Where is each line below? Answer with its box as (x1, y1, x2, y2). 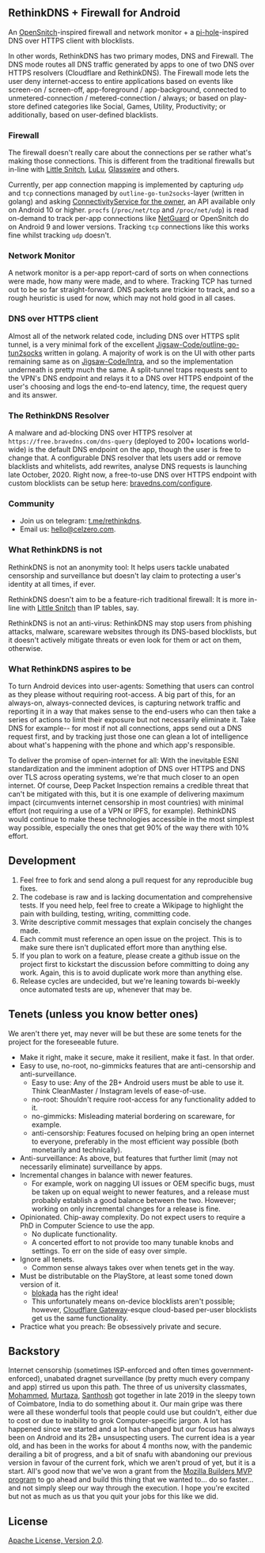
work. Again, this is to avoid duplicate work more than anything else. (19, 968, 243, 977)
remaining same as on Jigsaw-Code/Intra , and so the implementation (8, 356, 233, 366)
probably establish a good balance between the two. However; (31, 1195, 237, 1205)
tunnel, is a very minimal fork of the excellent (8, 340, 155, 349)
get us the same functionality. (31, 1313, 129, 1323)
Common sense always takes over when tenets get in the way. (31, 1262, 235, 1272)
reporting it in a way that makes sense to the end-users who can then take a (8, 706, 257, 716)
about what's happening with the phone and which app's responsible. (8, 740, 236, 749)
